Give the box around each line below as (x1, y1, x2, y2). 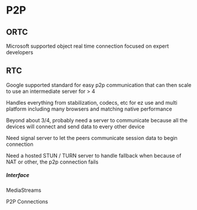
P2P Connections (6, 198, 48, 205)
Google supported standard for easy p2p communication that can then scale (6, 81, 192, 88)
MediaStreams (6, 186, 42, 194)
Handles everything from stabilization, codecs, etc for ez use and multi (6, 99, 178, 106)
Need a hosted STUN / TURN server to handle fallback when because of (6, 152, 182, 159)
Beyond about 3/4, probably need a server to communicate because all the (6, 116, 188, 124)
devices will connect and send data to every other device (6, 123, 145, 130)
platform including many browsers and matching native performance (6, 105, 172, 112)
